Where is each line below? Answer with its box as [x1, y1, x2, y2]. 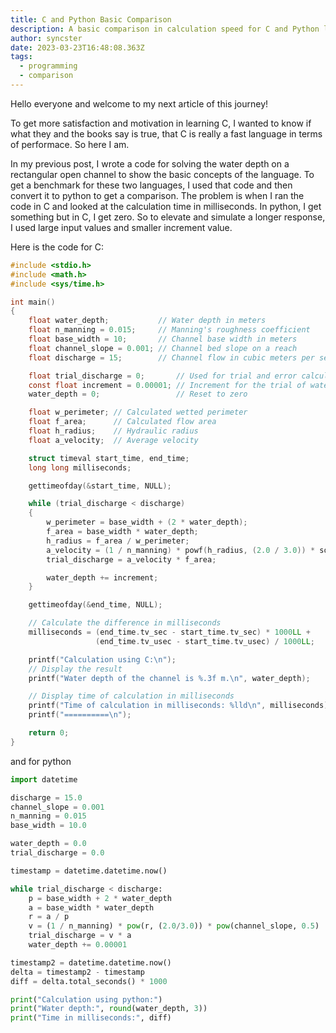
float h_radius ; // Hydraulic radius [28, 426, 199, 436]
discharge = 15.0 [10, 792, 83, 803]
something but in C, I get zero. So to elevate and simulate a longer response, [10, 211, 326, 223]
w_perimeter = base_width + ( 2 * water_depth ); [46, 517, 248, 528]
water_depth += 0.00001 [28, 940, 128, 950]
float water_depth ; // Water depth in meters [28, 316, 267, 326]
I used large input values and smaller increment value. [10, 221, 233, 233]
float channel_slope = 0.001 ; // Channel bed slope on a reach [28, 343, 298, 353]
